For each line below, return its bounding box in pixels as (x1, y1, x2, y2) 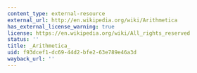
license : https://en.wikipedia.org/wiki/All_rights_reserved (7, 29, 191, 37)
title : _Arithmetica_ (7, 42, 71, 49)
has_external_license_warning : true (7, 23, 115, 30)
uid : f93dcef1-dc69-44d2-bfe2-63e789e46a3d (7, 49, 137, 56)
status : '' (7, 36, 39, 43)
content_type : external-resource (7, 10, 106, 17)
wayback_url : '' (7, 56, 55, 63)
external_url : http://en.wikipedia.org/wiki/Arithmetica (7, 17, 178, 24)
